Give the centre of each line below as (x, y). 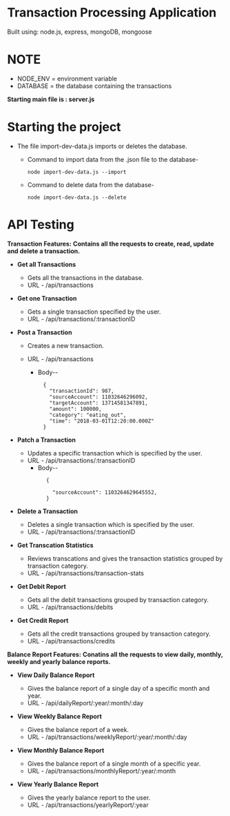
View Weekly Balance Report (59, 716)
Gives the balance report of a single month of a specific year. (114, 763)
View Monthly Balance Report (61, 750)
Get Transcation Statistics (55, 545)
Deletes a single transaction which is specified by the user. (111, 524)
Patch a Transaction (46, 440)
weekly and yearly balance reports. (59, 661)
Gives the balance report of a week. (78, 729)
